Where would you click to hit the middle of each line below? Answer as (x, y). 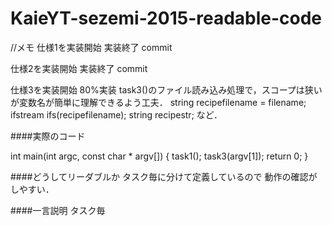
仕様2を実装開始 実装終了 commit (79, 68)
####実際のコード (48, 136)
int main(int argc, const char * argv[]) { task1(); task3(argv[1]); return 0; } (159, 156)
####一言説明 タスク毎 (58, 210)
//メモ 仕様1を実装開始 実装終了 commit (91, 47)
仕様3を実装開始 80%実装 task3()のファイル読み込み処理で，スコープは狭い (166, 89)
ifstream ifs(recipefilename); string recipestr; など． (116, 114)
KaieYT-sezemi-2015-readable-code (166, 18)
